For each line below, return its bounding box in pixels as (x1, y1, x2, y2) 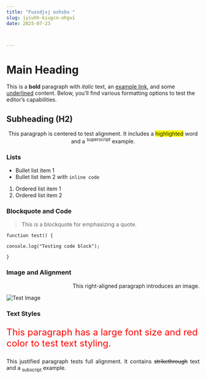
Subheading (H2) (6, 114, 74, 124)
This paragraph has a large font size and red (6, 326, 198, 338)
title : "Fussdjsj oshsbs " (6, 9, 75, 15)
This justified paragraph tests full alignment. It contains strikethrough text (6, 358, 200, 365)
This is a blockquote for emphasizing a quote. (21, 221, 137, 228)
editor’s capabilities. (6, 96, 57, 103)
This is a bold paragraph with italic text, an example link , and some (6, 83, 175, 91)
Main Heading (6, 62, 79, 77)
